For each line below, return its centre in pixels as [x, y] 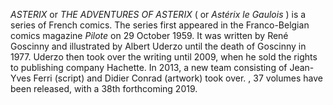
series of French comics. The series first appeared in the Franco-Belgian [160, 25]
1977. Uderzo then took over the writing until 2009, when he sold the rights [164, 57]
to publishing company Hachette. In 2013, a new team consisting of [149, 67]
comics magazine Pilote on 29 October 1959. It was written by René [149, 35]
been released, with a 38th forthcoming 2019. [104, 88]
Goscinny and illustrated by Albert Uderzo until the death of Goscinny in [158, 46]
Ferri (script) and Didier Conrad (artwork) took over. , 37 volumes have [178, 78]
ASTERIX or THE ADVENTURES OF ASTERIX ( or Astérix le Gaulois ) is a [158, 14]
